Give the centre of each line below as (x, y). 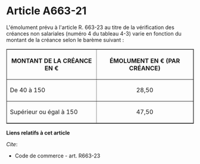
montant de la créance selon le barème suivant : (65, 40)
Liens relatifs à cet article (38, 133)
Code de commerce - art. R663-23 (57, 156)
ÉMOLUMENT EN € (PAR (145, 60)
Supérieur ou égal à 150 (44, 112)
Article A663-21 (46, 11)
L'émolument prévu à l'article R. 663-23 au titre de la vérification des (90, 27)
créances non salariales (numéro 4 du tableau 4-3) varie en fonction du (94, 33)
